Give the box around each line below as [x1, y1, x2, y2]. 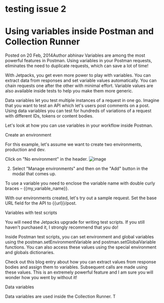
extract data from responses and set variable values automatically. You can [5, 77, 157, 84]
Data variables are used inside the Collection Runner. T [5, 294, 116, 300]
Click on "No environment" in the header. [5, 156, 88, 162]
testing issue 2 [5, 3, 67, 15]
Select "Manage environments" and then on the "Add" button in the [12, 165, 148, 172]
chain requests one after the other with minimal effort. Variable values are [5, 83, 153, 89]
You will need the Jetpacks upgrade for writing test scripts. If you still [5, 219, 145, 225]
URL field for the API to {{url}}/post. [5, 200, 77, 206]
